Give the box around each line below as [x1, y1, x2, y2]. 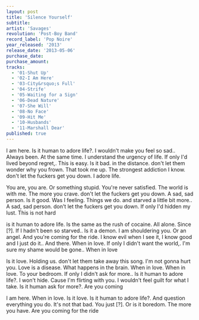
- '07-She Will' [11, 102, 52, 109]
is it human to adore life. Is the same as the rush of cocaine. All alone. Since [6, 220, 191, 228]
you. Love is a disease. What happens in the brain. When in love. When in [6, 263, 186, 271]
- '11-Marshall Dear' [11, 125, 65, 131]
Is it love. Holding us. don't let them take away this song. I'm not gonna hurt [6, 257, 191, 265]
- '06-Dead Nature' [11, 97, 60, 103]
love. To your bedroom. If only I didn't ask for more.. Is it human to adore [6, 270, 184, 277]
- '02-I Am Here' [11, 75, 55, 81]
